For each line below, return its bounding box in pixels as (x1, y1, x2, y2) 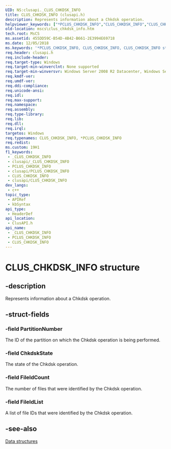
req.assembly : (5, 107, 36, 112)
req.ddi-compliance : (5, 83, 49, 88)
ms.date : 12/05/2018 (5, 41, 49, 46)
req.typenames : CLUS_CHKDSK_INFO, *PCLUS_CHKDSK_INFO (5, 136, 122, 141)
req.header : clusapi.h (5, 50, 53, 55)
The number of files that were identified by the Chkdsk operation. (5, 385, 142, 391)
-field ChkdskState (5, 350, 53, 357)
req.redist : (5, 140, 31, 145)
